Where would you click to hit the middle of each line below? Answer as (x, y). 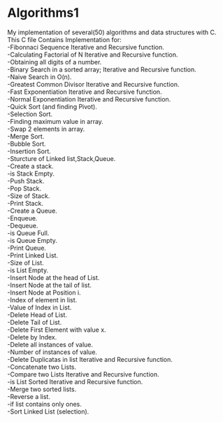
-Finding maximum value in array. (55, 121)
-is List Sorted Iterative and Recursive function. (75, 381)
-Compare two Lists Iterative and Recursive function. (83, 374)
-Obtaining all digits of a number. (55, 62)
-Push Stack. (26, 181)
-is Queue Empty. (33, 240)
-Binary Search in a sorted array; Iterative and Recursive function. (102, 69)
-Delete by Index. (32, 337)
